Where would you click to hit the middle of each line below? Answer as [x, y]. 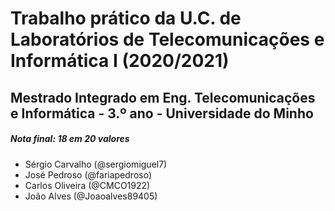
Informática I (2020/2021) [120, 61]
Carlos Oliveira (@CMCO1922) [87, 185]
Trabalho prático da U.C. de [126, 18]
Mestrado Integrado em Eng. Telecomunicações [163, 97]
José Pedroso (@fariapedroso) [88, 174]
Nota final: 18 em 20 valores [70, 139]
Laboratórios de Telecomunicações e [167, 39]
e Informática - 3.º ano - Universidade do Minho [162, 113]
